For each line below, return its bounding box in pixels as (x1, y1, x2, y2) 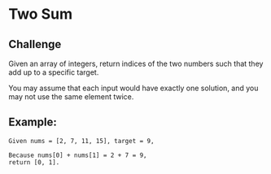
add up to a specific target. (8, 67, 99, 77)
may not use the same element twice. (8, 92, 134, 102)
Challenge (8, 37, 62, 51)
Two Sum (8, 5, 73, 24)
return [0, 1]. (8, 158, 60, 167)
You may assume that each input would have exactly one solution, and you (8, 83, 259, 93)
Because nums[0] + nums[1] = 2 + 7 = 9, (8, 151, 148, 159)
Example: (8, 115, 57, 129)
